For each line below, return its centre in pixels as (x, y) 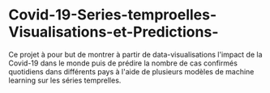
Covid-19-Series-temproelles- (113, 15)
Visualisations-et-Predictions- (114, 32)
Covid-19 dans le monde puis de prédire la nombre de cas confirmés (123, 63)
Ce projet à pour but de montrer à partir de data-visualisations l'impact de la (135, 54)
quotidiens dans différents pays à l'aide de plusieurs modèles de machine (131, 71)
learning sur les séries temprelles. (65, 80)
